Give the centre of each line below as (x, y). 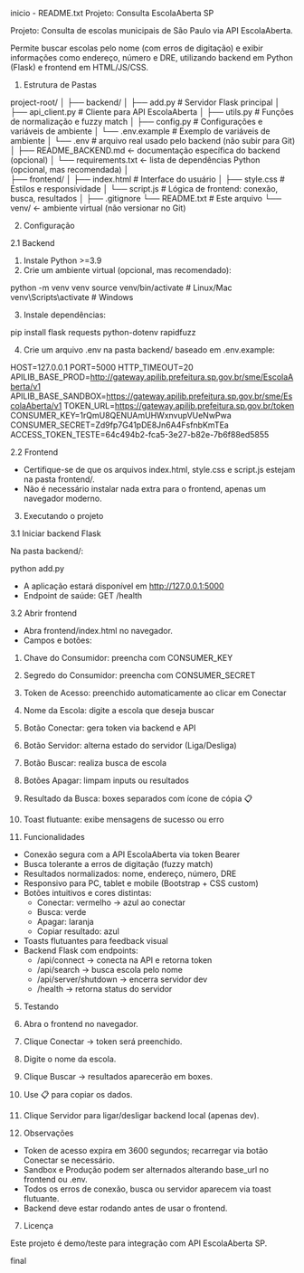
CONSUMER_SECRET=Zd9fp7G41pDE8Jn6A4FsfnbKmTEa (119, 425)
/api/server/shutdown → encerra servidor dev (122, 979)
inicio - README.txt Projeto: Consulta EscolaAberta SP (112, 13)
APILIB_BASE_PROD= (51, 377)
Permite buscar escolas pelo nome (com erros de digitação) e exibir (137, 48)
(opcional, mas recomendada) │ (70, 170)
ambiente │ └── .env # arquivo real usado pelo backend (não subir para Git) (153, 141)
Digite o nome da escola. (70, 1059)
